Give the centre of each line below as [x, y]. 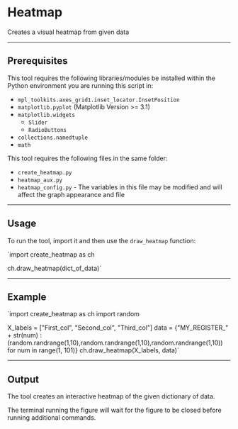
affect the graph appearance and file [71, 194]
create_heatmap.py [45, 172]
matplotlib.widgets [46, 115]
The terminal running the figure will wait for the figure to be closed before [114, 410]
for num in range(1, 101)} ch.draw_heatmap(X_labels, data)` [93, 350]
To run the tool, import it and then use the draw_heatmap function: [102, 240]
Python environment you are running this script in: [80, 85]
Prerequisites [38, 61]
